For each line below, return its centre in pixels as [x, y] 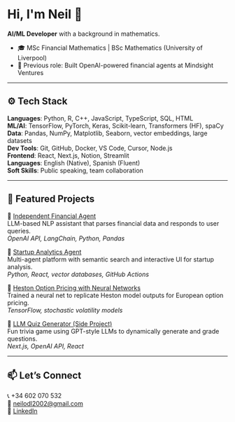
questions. [22, 339]
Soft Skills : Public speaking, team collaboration [75, 170]
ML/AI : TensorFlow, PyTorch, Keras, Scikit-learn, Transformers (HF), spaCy [115, 125]
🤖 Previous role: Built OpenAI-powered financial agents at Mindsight [115, 65]
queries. [19, 231]
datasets [20, 140]
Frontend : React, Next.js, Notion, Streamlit [68, 155]
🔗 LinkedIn [22, 411]
